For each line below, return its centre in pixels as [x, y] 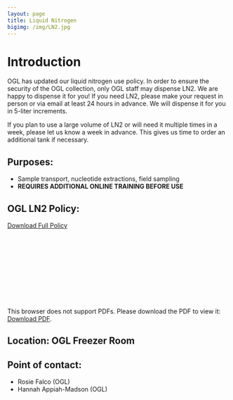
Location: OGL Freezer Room [71, 341]
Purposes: [31, 162]
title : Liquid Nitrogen [42, 20]
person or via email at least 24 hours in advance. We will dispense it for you [116, 104]
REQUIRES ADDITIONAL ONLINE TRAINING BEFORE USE [100, 187]
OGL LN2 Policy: [44, 208]
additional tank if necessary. [48, 140]
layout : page [26, 14]
